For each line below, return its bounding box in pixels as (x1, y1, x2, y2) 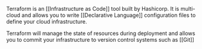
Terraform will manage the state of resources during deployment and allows (6, 30, 195, 37)
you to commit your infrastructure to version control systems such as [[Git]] (6, 36, 195, 43)
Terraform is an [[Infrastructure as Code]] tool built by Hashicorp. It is (6, 5, 180, 12)
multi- (180, 5, 195, 12)
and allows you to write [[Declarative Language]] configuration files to (21, 11, 196, 19)
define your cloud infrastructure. (6, 18, 88, 25)
